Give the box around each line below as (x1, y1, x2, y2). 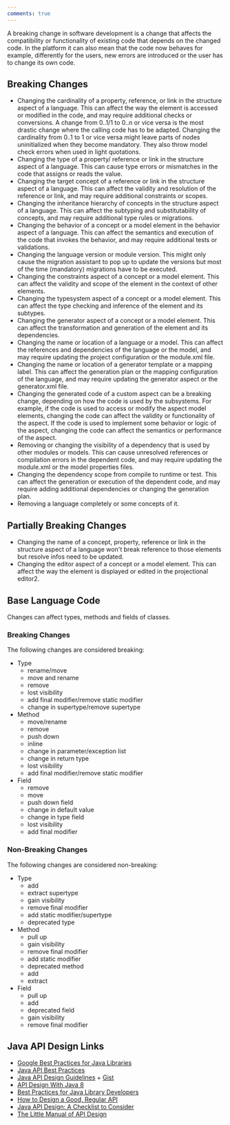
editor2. (17, 575, 40, 583)
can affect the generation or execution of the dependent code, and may (17, 477, 220, 486)
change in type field (27, 813, 85, 822)
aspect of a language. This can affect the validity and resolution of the (17, 184, 217, 193)
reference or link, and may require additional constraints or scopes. (17, 192, 208, 200)
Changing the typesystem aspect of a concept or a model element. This (17, 295, 221, 303)
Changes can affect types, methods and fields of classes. (7, 613, 171, 621)
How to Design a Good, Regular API (17, 1095, 118, 1104)
